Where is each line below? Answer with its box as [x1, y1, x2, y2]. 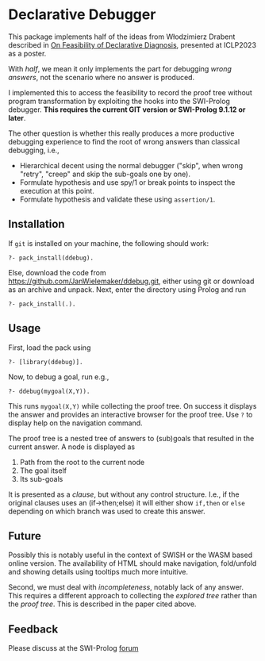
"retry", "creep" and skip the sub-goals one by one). [19, 169, 190, 179]
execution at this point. [19, 186, 95, 195]
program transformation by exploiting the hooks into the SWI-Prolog [8, 96, 230, 106]
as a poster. [8, 48, 47, 58]
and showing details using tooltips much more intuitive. [8, 567, 189, 577]
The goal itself [19, 466, 67, 475]
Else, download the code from [8, 267, 106, 277]
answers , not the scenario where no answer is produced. [8, 72, 195, 82]
